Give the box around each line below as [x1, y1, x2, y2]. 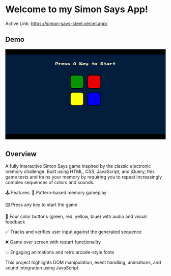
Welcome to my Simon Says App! [5, 4, 149, 15]
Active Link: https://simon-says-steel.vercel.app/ [5, 20, 108, 27]
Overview [5, 149, 37, 158]
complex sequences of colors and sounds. [5, 180, 95, 186]
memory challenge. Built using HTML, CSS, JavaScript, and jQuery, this [5, 168, 155, 174]
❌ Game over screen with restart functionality [5, 239, 101, 245]
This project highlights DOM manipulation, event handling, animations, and [5, 259, 161, 266]
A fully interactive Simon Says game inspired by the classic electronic [5, 163, 151, 169]
